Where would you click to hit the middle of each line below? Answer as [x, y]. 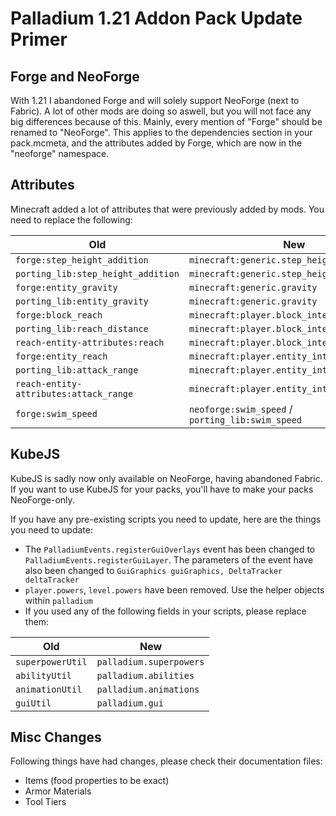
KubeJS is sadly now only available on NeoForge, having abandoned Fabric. [166, 478]
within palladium [58, 600]
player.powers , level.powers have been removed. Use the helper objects [174, 589]
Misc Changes [56, 737]
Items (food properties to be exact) [97, 781]
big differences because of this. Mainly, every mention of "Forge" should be [166, 121]
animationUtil [49, 689]
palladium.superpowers [150, 661]
